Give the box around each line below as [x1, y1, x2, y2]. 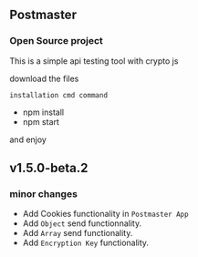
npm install [22, 107, 65, 118]
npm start [22, 116, 59, 127]
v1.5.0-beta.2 [9, 160, 89, 176]
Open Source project [9, 35, 103, 47]
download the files [9, 73, 79, 84]
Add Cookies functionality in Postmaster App [22, 209, 189, 220]
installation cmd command [9, 90, 108, 99]
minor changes [9, 188, 78, 200]
